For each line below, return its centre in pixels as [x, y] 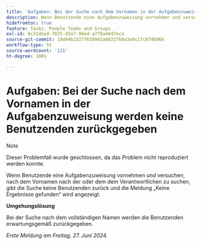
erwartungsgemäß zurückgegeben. [50, 223]
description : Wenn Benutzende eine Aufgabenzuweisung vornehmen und [93, 17]
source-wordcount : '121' [37, 51]
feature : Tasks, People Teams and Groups [59, 28]
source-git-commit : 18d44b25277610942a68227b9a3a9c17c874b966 [85, 39]
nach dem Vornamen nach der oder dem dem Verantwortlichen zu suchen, [98, 181]
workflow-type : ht [29, 45]
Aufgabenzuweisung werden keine [95, 116]
